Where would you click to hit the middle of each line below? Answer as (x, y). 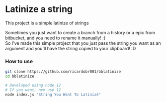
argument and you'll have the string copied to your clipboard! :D (71, 48)
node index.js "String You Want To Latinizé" (53, 95)
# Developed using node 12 (33, 85)
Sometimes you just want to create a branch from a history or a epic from (80, 32)
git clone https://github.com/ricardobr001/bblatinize (63, 72)
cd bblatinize (20, 76)
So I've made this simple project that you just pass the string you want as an (83, 43)
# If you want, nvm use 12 (33, 90)
